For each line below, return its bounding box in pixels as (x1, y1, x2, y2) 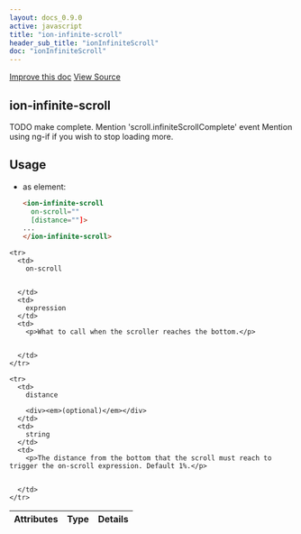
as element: (22, 181, 67, 192)
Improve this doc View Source (9, 71, 122, 82)
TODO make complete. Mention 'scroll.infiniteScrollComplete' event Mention (9, 121, 293, 132)
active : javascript (9, 22, 83, 31)
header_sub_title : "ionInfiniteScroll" (9, 38, 160, 48)
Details (97, 513, 129, 526)
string (25, 430, 50, 439)
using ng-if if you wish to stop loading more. (9, 131, 174, 142)
